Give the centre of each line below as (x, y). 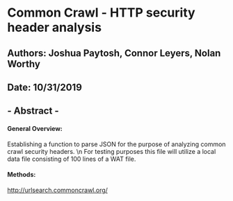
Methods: (22, 175)
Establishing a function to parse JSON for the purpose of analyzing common (116, 144)
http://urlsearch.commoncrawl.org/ (57, 190)
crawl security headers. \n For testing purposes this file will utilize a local (112, 151)
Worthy (24, 64)
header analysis (55, 27)
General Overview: (35, 128)
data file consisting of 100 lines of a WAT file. (72, 159)
